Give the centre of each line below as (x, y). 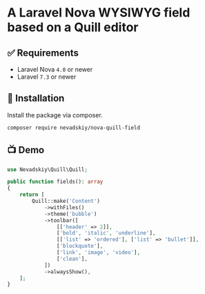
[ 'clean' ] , (72, 259)
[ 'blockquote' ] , (80, 246)
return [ (32, 195)
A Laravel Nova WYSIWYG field (99, 13)
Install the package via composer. (55, 115)
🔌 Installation (36, 98)
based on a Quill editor (73, 27)
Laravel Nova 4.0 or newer (55, 69)
